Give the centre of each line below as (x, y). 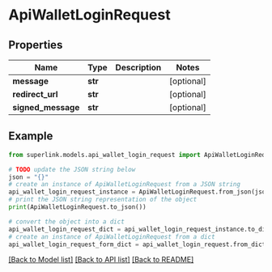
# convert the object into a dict (67, 221)
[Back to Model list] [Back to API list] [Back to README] (101, 260)
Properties (36, 45)
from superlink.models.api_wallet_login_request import (104, 155)
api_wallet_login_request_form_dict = (74, 244)
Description (138, 68)
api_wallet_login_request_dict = (65, 229)
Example (31, 136)
